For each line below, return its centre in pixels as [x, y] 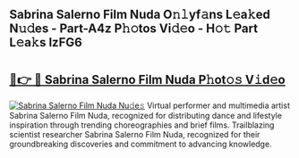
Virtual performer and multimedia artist [218, 105]
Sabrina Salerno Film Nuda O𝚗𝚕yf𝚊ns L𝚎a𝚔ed [140, 15]
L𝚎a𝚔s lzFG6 [46, 42]
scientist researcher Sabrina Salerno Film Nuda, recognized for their [135, 134]
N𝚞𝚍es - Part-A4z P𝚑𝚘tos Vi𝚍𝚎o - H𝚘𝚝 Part [133, 29]
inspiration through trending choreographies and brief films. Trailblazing [142, 125]
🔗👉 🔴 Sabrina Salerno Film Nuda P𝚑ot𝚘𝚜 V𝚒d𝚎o [147, 79]
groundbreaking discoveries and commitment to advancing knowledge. [141, 144]
